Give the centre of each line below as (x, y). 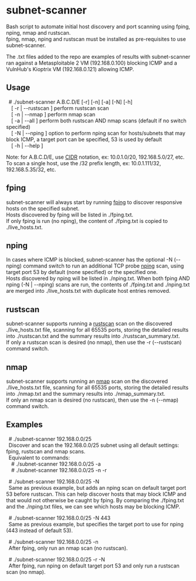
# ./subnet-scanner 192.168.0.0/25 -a (56, 464)
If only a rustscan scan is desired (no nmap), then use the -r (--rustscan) (94, 342)
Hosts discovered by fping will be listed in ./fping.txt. (70, 215)
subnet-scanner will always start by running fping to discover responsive (94, 202)
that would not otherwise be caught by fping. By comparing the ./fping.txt (95, 500)
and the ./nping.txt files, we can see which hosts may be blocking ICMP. (93, 506)
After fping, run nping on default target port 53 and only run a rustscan (94, 566)
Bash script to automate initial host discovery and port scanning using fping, (98, 26)
